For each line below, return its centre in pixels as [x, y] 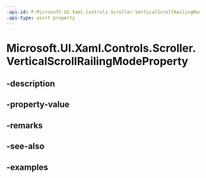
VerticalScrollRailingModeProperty [97, 61]
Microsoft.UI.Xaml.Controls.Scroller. [101, 48]
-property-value [38, 105]
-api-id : [17, 12]
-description [31, 84]
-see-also [25, 146]
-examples [27, 167]
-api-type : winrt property [41, 18]
